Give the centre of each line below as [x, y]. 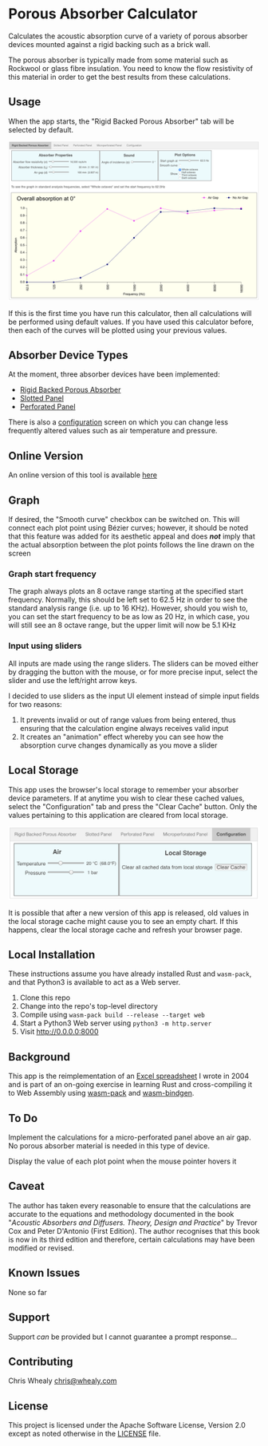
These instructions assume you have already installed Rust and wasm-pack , [130, 974]
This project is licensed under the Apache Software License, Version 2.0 [127, 1425]
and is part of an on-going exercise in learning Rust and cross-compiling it [130, 1084]
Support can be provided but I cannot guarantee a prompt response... [123, 1337]
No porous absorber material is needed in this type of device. [109, 1146]
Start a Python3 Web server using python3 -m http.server [116, 1023]
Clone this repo [45, 998]
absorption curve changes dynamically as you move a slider [118, 745]
